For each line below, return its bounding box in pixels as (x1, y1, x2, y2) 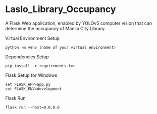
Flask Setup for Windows (5, 72, 58, 78)
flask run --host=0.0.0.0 (5, 104, 60, 110)
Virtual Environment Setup (5, 35, 60, 41)
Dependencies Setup (5, 54, 49, 60)
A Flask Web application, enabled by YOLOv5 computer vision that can (5, 20, 152, 26)
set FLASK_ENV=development (5, 86, 62, 91)
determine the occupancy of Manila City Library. (5, 25, 106, 31)
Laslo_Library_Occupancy (5, 4, 116, 15)
